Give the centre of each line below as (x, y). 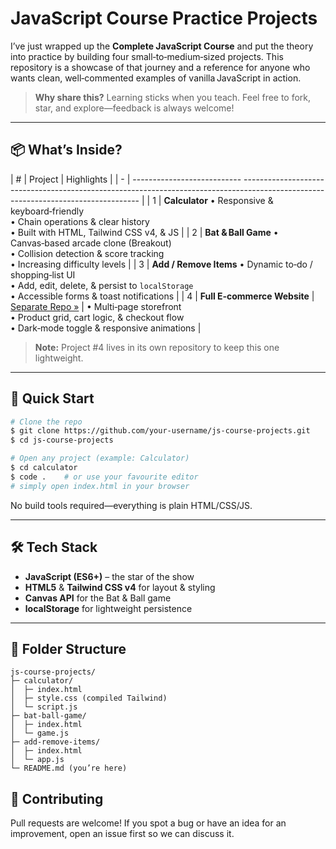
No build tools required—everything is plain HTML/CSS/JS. (131, 505)
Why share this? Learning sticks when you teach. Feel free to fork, (173, 97)
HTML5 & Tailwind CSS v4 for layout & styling (120, 587)
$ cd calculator (44, 468)
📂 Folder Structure (68, 648)
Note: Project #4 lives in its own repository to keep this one (157, 347)
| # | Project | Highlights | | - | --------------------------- (126, 179)
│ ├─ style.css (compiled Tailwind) (89, 698)
